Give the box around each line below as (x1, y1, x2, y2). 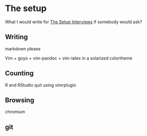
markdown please (5, 45, 41, 51)
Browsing (5, 96, 35, 104)
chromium (5, 109, 25, 115)
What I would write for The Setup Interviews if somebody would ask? (5, 19, 143, 25)
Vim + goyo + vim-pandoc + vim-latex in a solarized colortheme (5, 55, 132, 61)
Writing (5, 33, 28, 41)
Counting (5, 69, 34, 77)
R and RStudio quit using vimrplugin (5, 82, 76, 88)
